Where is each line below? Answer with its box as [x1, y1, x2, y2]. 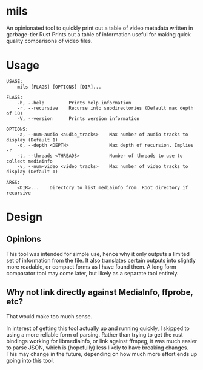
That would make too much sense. [6, 312, 93, 320]
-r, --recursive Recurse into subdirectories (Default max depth [17, 105, 194, 111]
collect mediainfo [6, 158, 53, 164]
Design [6, 210, 43, 224]
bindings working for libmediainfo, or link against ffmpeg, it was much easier [6, 337, 198, 345]
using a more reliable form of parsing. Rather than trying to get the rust [6, 331, 183, 338]
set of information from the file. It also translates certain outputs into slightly [6, 257, 196, 264]
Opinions [6, 234, 41, 244]
